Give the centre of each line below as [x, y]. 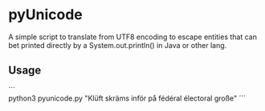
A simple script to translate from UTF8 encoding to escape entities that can [133, 37]
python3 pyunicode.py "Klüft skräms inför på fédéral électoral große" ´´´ [127, 98]
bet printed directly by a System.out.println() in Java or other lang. [118, 45]
